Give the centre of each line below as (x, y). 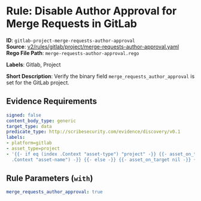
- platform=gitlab (29, 143)
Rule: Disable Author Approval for (92, 11)
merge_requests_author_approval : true (54, 192)
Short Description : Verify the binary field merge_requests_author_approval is (100, 76)
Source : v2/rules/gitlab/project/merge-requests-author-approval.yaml (93, 47)
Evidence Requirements (52, 101)
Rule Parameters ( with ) (50, 179)
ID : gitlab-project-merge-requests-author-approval (71, 40)
